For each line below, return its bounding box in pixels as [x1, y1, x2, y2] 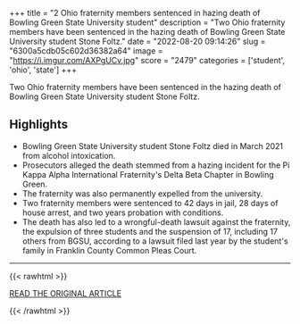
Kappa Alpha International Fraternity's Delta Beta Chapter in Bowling [21, 169, 274, 179]
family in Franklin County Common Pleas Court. [21, 245, 197, 255]
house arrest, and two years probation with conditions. [21, 207, 224, 218]
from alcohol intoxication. [21, 150, 116, 161]
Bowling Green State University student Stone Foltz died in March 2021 [21, 140, 284, 151]
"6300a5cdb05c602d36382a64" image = [9, 46, 163, 56]
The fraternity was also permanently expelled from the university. [21, 187, 263, 199]
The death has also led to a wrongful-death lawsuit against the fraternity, [21, 216, 291, 227]
